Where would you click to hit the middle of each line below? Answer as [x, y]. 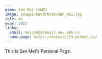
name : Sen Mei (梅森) [26, 10]
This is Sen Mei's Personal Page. [38, 51]
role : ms [14, 19]
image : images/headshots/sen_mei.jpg [44, 14]
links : [12, 28]
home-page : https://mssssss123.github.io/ [53, 37]
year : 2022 [16, 23]
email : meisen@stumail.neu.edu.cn [45, 32]
